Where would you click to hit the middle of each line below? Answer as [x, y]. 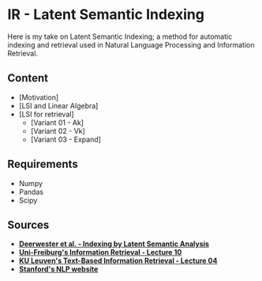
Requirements [43, 164]
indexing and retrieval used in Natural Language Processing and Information [131, 44]
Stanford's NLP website [58, 269]
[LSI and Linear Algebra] [58, 105]
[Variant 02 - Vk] [58, 131]
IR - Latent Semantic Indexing [106, 15]
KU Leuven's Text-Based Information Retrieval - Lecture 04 [118, 261]
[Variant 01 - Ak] [57, 122]
